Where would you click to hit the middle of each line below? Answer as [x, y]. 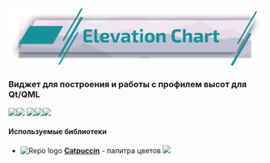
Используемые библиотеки [58, 132]
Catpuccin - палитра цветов [113, 150]
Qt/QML [24, 94]
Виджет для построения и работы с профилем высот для [128, 85]
